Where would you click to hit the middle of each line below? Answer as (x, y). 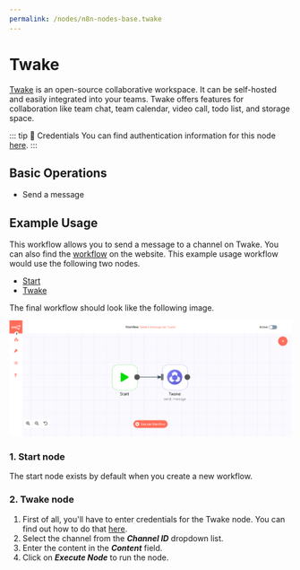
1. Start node (37, 457)
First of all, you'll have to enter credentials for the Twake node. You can (154, 519)
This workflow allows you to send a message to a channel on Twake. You (144, 245)
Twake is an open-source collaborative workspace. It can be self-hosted (143, 89)
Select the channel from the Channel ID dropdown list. (123, 538)
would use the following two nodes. (75, 264)
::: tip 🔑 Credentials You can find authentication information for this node (142, 136)
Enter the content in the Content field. (92, 548)
